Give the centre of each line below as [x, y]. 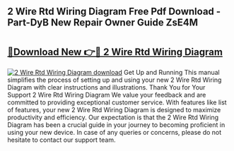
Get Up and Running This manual [172, 72]
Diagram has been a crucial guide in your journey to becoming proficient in [116, 125]
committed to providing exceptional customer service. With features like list [117, 102]
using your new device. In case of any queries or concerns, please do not [115, 132]
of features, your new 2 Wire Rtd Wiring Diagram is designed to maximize [114, 110]
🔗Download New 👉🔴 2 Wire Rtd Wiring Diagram [115, 52]
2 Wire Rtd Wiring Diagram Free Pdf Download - [114, 12]
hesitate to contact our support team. [62, 140]
